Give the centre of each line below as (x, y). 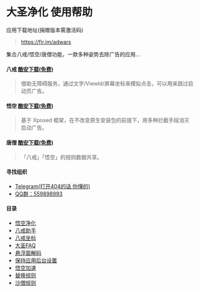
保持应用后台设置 (36, 260)
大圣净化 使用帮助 (49, 12)
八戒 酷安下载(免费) (30, 69)
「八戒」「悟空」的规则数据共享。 (62, 157)
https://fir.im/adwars (46, 42)
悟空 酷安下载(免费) (30, 106)
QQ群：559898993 (39, 194)
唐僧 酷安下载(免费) (30, 142)
